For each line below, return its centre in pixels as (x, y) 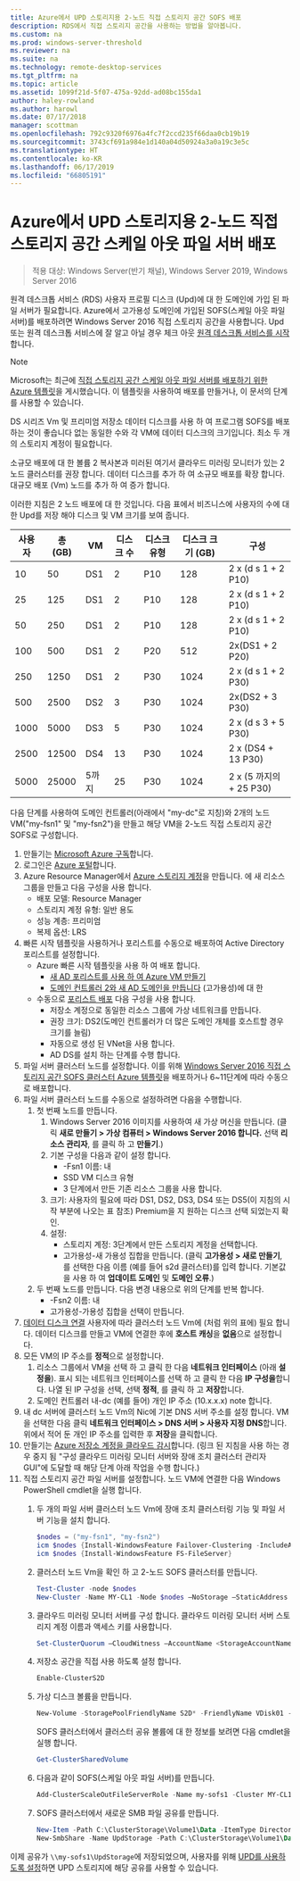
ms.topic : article (44, 84)
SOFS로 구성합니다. (45, 835)
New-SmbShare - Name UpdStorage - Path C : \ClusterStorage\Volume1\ (160, 1838)
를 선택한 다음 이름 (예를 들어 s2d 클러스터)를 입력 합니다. (162, 1267)
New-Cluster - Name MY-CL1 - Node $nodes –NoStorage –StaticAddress (162, 1597)
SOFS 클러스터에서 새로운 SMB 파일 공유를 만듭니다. (127, 1812)
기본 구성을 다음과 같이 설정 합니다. (110, 1155)
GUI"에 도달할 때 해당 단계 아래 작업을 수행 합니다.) (111, 1468)
